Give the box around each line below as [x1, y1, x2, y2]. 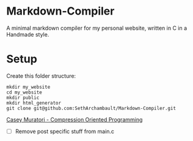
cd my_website [6, 89, 43, 95]
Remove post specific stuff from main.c [15, 128, 115, 135]
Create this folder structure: [6, 72, 76, 80]
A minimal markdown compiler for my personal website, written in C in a [6, 24, 188, 32]
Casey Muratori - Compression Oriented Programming [6, 115, 143, 123]
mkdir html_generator [6, 100, 62, 106]
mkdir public [6, 94, 40, 101]
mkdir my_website [6, 84, 51, 90]
